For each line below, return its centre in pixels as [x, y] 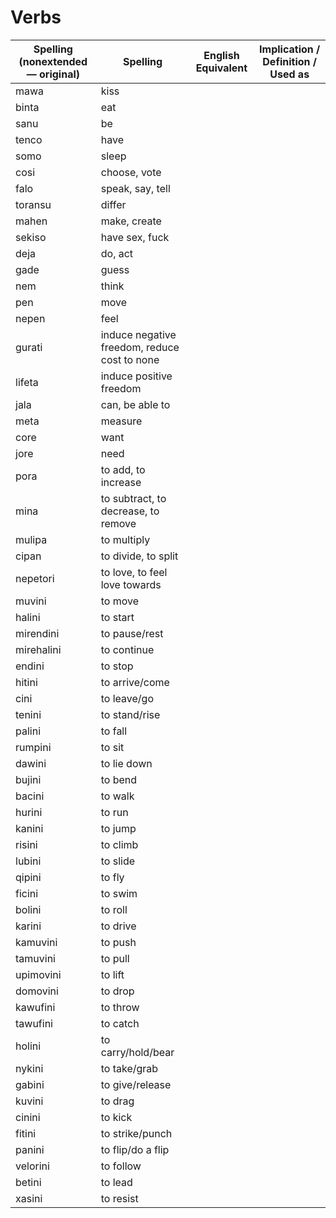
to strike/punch [136, 1133]
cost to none [130, 359]
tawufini [34, 1023]
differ [113, 204]
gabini [30, 1084]
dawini [31, 763]
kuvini [29, 1101]
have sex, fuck [135, 237]
